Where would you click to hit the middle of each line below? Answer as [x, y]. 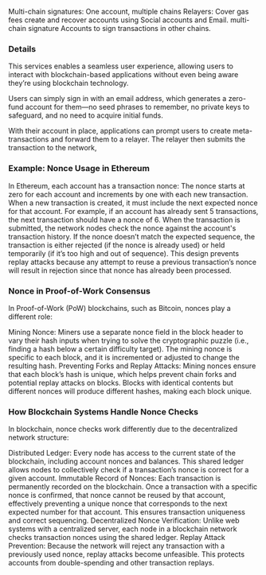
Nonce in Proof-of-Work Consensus [80, 291]
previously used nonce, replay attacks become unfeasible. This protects [127, 554]
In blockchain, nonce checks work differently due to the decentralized [123, 429]
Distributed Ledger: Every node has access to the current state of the [122, 453]
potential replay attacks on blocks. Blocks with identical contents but [121, 383]
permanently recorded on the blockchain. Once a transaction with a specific [133, 487]
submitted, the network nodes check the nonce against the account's [122, 228]
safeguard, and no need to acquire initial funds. [86, 115]
